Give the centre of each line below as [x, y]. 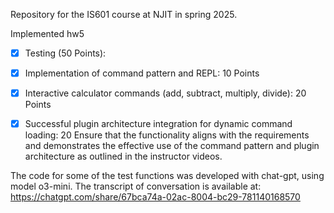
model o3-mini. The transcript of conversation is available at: [136, 186]
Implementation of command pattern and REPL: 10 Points [142, 73]
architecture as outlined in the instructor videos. [123, 156]
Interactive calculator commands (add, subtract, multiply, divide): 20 [165, 93]
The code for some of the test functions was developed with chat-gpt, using [167, 176]
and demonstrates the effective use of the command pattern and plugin [172, 146]
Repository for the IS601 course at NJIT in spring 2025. [124, 14]
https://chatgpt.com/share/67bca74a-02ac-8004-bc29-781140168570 [155, 197]
